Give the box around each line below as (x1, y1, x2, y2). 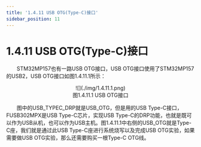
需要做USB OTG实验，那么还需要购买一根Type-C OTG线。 (6, 134, 150, 142)
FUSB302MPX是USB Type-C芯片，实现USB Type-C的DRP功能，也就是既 (6, 112, 187, 119)
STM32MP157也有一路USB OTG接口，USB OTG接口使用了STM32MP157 (17, 65, 194, 72)
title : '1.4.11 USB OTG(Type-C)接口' (6, 10, 99, 16)
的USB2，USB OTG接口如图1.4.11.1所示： (6, 72, 106, 80)
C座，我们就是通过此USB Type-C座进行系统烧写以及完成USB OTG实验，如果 (6, 127, 196, 134)
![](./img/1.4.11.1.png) (75, 84, 126, 92)
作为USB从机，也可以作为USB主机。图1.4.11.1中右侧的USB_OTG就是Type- (11, 120, 192, 127)
